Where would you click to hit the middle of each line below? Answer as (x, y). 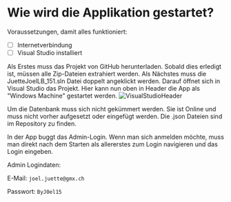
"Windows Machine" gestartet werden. (62, 96)
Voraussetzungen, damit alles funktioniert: (67, 32)
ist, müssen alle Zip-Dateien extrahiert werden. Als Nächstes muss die (107, 74)
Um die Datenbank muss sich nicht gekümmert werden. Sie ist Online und (112, 109)
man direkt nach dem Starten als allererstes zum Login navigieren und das (113, 144)
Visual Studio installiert (50, 53)
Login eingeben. (30, 152)
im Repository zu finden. (42, 124)
